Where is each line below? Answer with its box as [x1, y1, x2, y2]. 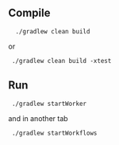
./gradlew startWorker [11, 100, 87, 108]
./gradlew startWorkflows [11, 129, 98, 137]
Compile [8, 6, 51, 20]
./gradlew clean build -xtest [11, 57, 112, 65]
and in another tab [8, 113, 69, 123]
